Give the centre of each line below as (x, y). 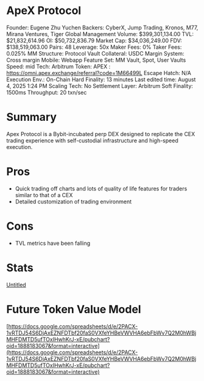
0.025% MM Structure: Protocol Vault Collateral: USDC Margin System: (95, 53)
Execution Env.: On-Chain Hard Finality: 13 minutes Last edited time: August (101, 79)
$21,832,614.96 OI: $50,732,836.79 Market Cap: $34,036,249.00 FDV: (94, 40)
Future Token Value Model (74, 309)
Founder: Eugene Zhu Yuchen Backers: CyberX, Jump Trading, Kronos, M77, (102, 27)
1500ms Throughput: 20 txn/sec (47, 92)
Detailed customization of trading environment (73, 201)
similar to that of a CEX (44, 195)
